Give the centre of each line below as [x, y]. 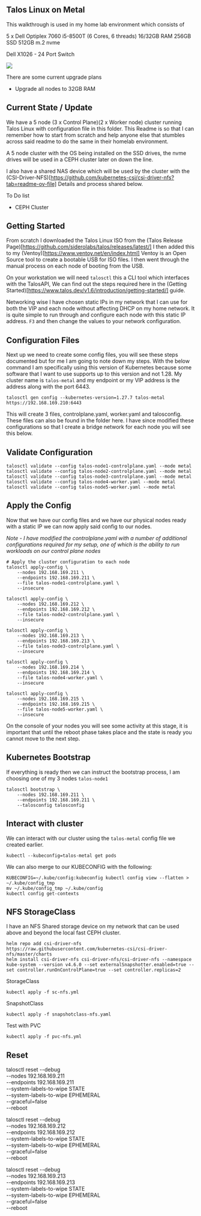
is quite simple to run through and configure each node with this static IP [96, 315]
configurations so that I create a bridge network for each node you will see [98, 427]
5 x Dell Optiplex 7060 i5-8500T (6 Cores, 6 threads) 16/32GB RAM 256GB [99, 36]
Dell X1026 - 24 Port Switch [40, 54]
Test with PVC [24, 1026]
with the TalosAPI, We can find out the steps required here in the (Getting [97, 284]
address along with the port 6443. [49, 387]
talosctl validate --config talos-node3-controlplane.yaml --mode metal [99, 477]
